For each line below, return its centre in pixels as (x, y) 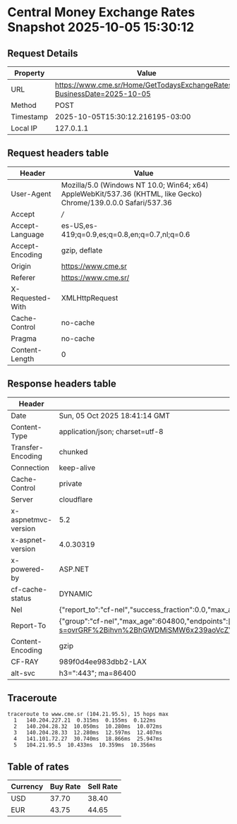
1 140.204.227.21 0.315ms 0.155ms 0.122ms (85, 720)
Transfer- (27, 447)
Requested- (31, 298)
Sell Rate (103, 787)
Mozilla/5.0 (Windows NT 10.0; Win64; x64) (135, 185)
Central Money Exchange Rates (101, 12)
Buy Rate (65, 787)
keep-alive (77, 468)
